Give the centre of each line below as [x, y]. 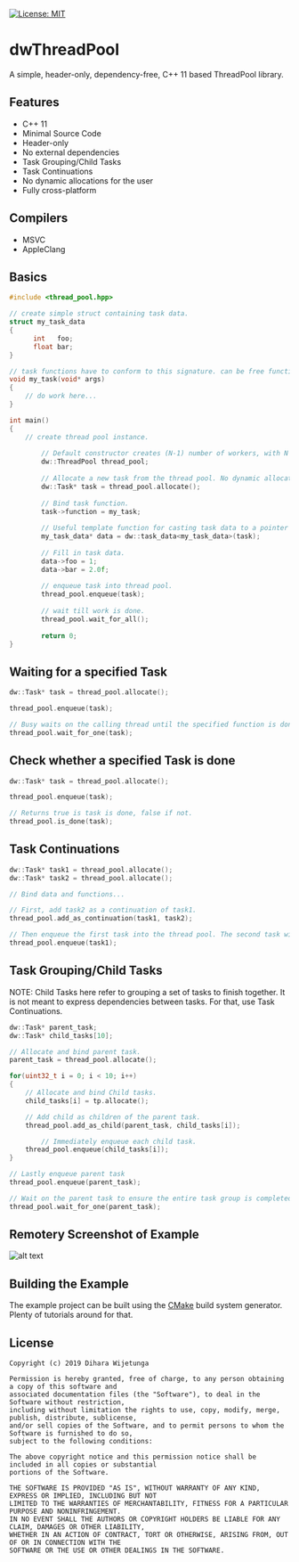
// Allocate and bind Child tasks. [91, 1092]
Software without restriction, [67, 1403]
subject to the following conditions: [81, 1442]
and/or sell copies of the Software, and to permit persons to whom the [147, 1426]
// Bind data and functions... [67, 894]
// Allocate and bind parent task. [75, 1051]
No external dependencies [71, 152]
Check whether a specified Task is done [122, 761]
